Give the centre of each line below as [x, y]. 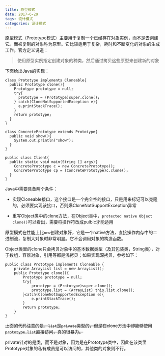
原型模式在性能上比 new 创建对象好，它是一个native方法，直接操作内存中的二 [81, 233]
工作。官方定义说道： [27, 50]
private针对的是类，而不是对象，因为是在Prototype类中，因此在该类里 [76, 342]
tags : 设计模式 [19, 19]
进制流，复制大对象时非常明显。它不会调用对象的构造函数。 [65, 239]
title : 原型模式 [20, 10]
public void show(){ [30, 136]
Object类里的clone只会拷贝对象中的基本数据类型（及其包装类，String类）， [80, 249]
